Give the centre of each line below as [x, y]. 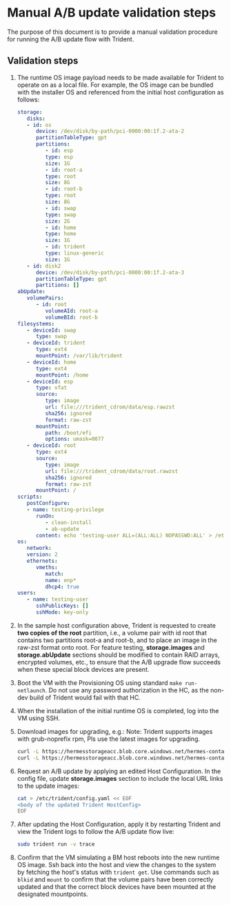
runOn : [45, 516]
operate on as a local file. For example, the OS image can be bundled [115, 85]
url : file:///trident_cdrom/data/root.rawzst [112, 471]
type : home [61, 234]
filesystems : [36, 324]
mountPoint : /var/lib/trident [79, 356]
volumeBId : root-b [71, 317]
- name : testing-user [58, 599]
